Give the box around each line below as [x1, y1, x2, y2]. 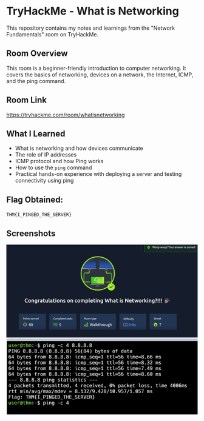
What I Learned [6, 129, 66, 139]
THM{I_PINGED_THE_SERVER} [6, 212, 72, 218]
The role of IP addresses [15, 151, 77, 158]
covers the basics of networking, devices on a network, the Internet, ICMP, [6, 71, 194, 78]
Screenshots [6, 228, 56, 238]
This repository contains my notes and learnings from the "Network [6, 24, 175, 32]
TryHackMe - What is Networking [6, 4, 179, 18]
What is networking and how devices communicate [15, 144, 144, 152]
